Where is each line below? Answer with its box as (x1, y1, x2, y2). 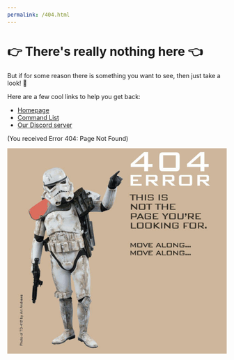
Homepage (17, 105, 50, 114)
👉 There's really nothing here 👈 (7, 43, 203, 59)
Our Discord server (17, 121, 72, 129)
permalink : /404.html (7, 11, 70, 18)
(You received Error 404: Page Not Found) (7, 134, 129, 142)
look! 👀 (7, 79, 28, 87)
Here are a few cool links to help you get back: (7, 92, 141, 100)
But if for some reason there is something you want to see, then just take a (7, 71, 221, 80)
